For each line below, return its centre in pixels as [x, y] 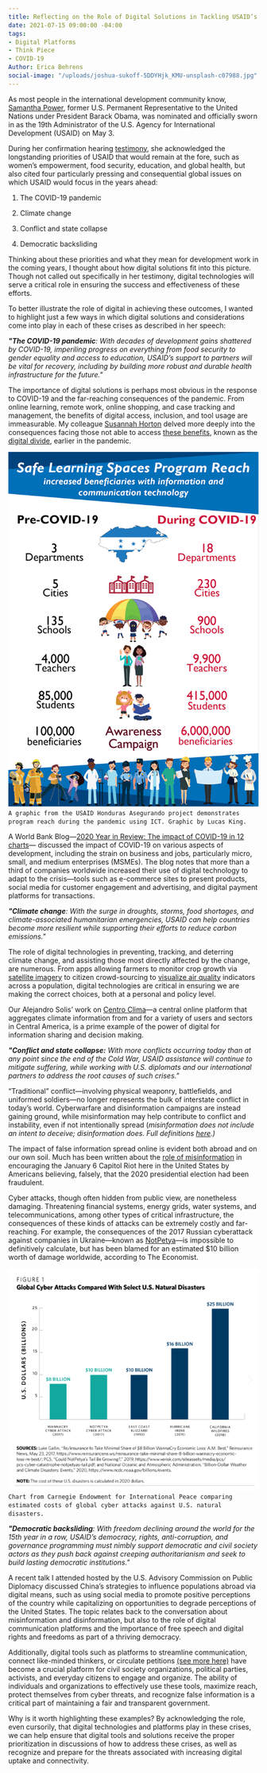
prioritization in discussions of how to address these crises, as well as [122, 1744]
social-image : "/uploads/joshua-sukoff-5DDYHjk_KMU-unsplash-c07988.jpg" [133, 76]
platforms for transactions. [52, 896]
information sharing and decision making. [76, 1035]
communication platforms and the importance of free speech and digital [126, 1628]
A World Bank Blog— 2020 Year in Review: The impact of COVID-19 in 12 [126, 836]
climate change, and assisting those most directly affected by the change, [129, 960]
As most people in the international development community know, [117, 99]
